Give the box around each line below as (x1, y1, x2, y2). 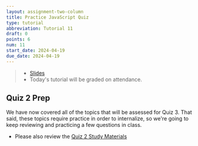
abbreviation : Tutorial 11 (6, 25, 73, 32)
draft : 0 (6, 31, 28, 37)
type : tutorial (6, 20, 44, 26)
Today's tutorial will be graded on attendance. (29, 76, 143, 83)
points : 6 (6, 36, 31, 42)
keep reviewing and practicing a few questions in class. (6, 122, 142, 129)
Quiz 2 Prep (6, 93, 51, 103)
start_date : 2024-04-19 (6, 48, 65, 54)
